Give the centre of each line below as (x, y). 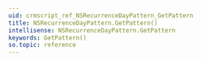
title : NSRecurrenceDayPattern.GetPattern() (83, 23)
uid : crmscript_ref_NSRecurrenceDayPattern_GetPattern (101, 15)
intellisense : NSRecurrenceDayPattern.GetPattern (92, 30)
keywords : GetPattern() (48, 38)
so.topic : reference (43, 45)
